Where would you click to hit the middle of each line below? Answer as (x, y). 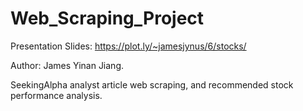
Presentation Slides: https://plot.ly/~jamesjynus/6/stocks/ (128, 46)
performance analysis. (56, 95)
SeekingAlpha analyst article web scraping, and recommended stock (152, 84)
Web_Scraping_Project (107, 18)
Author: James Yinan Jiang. (67, 65)
